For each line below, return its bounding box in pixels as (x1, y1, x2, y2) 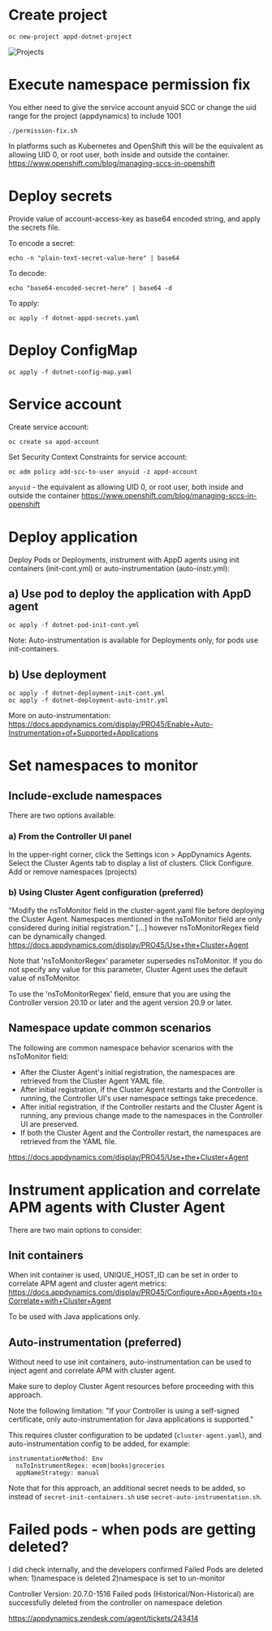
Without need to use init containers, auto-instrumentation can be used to (8, 1357, 252, 1367)
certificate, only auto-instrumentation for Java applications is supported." (8, 1414, 254, 1424)
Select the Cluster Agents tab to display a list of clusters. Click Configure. (8, 857, 254, 868)
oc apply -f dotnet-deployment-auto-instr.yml (8, 696, 169, 705)
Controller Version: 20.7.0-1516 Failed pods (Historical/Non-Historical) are (8, 1589, 254, 1599)
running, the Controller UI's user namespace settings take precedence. (19, 1093, 258, 1103)
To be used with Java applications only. (8, 1312, 140, 1322)
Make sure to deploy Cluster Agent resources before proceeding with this (8, 1382, 254, 1392)
